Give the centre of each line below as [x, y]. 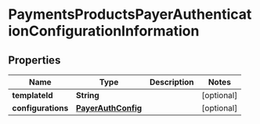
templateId [32, 95]
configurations [40, 108]
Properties [34, 60]
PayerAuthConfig [109, 108]
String [87, 95]
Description [172, 82]
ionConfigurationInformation [104, 31]
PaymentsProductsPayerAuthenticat [130, 15]
